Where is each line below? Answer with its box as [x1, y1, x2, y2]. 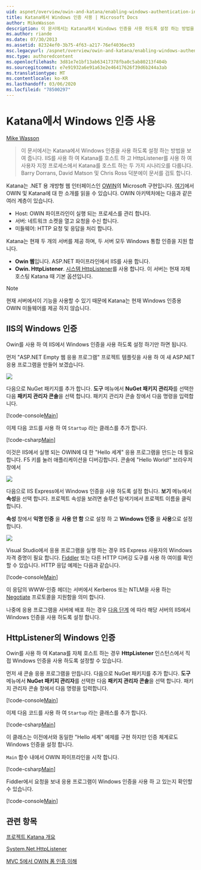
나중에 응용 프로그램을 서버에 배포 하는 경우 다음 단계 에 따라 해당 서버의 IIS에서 [6, 606, 191, 613]
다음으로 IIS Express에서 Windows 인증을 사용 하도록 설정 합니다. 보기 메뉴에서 [6, 487, 192, 495]
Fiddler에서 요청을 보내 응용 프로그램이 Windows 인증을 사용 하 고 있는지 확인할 [6, 778, 193, 785]
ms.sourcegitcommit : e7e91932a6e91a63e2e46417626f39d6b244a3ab [6, 64, 167, 71]
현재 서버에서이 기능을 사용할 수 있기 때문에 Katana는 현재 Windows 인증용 [6, 297, 182, 304]
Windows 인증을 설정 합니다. [6, 741, 74, 748]
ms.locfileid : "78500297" [6, 87, 71, 93]
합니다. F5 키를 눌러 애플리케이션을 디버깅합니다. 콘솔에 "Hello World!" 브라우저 [6, 456, 193, 463]
